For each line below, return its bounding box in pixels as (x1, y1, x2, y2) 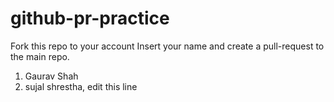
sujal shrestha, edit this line (24, 80, 138, 92)
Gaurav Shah (24, 70, 79, 82)
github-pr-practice (10, 7, 170, 30)
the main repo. (10, 50, 70, 62)
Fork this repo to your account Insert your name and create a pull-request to (10, 40, 325, 52)
